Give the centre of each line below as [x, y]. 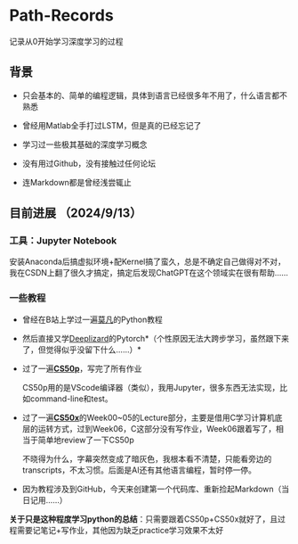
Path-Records [61, 16]
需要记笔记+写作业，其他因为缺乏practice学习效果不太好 [120, 530]
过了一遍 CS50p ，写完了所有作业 [82, 368]
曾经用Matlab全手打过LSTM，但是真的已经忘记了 [112, 125]
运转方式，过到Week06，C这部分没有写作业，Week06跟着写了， [157, 428]
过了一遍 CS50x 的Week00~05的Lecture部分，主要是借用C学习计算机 [149, 417]
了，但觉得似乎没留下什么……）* [82, 350]
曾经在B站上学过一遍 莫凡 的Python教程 [92, 319]
